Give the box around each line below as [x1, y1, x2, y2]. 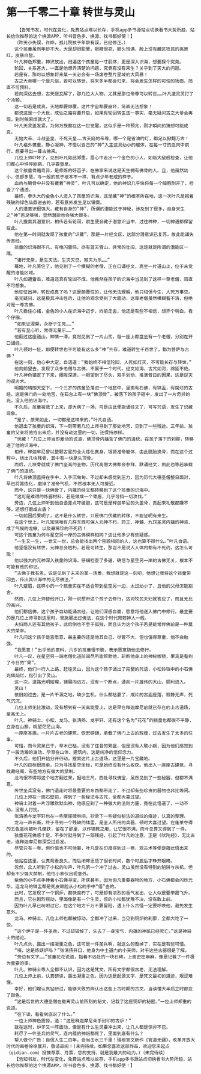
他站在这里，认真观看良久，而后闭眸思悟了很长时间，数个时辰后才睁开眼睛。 [14, 858, 175, 864]
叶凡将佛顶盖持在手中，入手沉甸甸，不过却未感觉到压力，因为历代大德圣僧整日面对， [14, 474, 193, 480]
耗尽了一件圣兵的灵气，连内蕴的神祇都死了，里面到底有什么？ [14, 1030, 144, 1037]
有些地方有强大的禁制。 [28, 768, 78, 774]
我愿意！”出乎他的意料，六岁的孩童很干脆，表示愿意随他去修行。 [17, 647, 154, 653]
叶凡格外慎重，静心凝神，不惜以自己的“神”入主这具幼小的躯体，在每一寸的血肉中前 [14, 142, 190, 148]
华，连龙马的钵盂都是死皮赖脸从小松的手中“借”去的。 [6, 883, 119, 889]
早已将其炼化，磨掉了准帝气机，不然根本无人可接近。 [6, 481, 118, 487]
